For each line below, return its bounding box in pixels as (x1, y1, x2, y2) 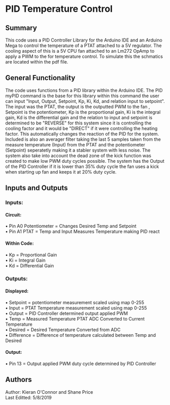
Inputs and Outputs (5, 184, 68, 193)
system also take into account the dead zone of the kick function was (5, 152, 152, 159)
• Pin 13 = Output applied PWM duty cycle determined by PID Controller (5, 360, 157, 367)
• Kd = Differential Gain (5, 262, 55, 269)
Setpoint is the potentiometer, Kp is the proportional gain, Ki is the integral (5, 109, 161, 115)
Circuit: (5, 211, 22, 218)
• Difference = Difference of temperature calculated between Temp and (5, 332, 156, 338)
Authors (5, 375, 32, 384)
